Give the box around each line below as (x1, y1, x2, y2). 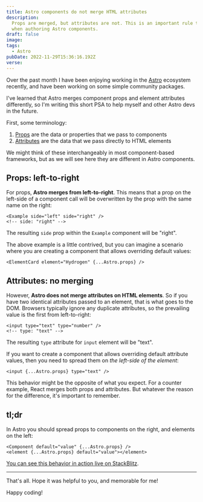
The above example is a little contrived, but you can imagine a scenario (6, 241, 183, 248)
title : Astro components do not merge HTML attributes (6, 8, 147, 15)
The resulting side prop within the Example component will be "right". (6, 230, 177, 237)
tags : (6, 43, 20, 49)
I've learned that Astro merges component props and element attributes (6, 94, 185, 102)
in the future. (6, 107, 39, 114)
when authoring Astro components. (11, 25, 98, 32)
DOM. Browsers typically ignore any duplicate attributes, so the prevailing (6, 305, 190, 312)
